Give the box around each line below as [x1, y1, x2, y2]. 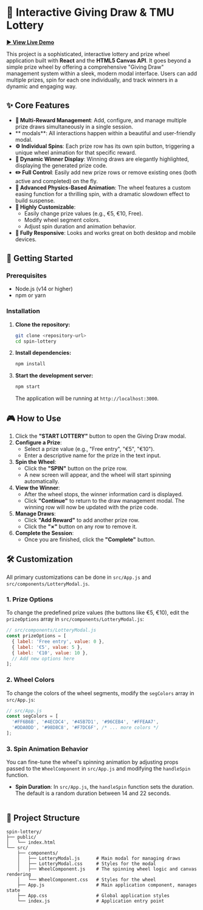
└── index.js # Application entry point [17, 898, 165, 905]
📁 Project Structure [6, 813, 80, 823]
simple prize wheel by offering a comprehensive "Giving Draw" [6, 63, 164, 71]
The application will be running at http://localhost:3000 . [15, 395, 159, 402]
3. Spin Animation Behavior [6, 744, 89, 753]
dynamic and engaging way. [6, 82, 77, 90]
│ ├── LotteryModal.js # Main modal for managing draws [17, 855, 181, 862]
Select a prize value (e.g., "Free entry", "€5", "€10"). [24, 446, 155, 453]
